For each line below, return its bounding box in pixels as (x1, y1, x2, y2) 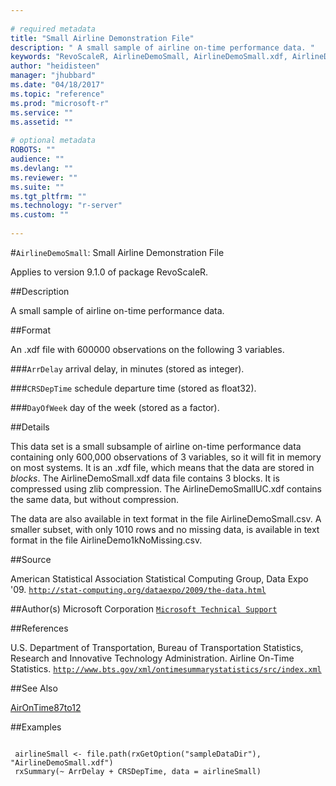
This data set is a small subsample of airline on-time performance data (10, 440, 302, 452)
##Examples (10, 721, 62, 733)
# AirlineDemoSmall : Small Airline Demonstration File (10, 246, 225, 258)
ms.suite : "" (10, 182, 65, 192)
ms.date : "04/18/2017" (10, 80, 105, 90)
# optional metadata (10, 136, 97, 146)
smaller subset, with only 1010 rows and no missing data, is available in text (10, 523, 320, 535)
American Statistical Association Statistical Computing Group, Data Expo (10, 572, 309, 585)
